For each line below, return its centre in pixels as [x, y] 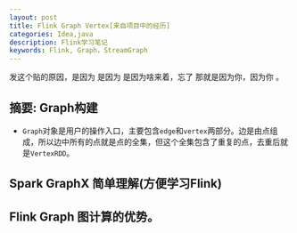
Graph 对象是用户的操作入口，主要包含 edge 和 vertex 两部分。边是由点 [146, 131]
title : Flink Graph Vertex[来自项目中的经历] [90, 26]
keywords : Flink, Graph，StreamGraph [79, 51]
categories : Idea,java [51, 34]
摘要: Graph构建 [54, 108]
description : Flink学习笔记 [59, 42]
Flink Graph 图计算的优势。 [84, 217]
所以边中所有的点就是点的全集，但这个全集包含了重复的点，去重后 [159, 141]
